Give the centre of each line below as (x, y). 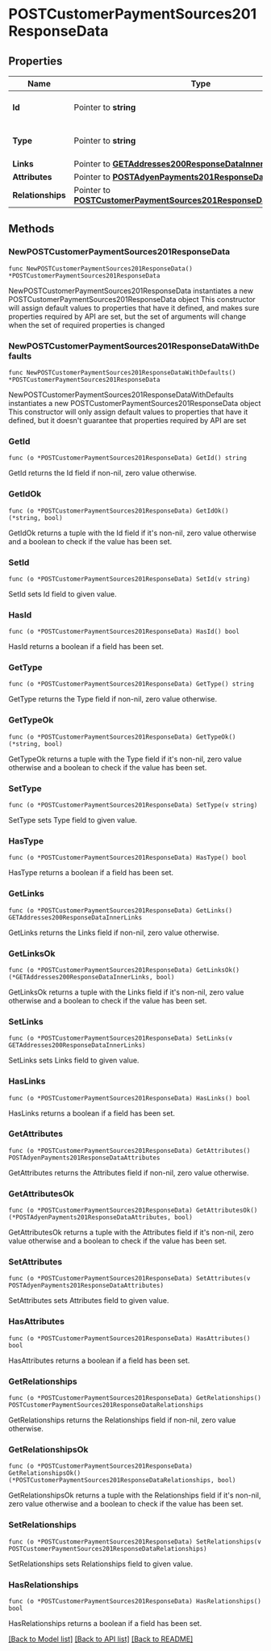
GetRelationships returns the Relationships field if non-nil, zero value (122, 1420)
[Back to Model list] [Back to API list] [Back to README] (101, 1639)
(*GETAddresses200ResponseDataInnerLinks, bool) (92, 977)
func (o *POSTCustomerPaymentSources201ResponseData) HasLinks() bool (129, 1098)
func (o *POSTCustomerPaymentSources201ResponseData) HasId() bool (124, 632)
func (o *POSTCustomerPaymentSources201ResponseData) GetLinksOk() (124, 970)
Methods (31, 229)
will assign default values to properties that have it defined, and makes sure (134, 308)
